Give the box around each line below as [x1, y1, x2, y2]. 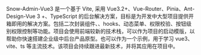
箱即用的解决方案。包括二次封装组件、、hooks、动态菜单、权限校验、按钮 [6, 20, 187, 27]
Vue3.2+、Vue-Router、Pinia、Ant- [106, 5, 195, 12]
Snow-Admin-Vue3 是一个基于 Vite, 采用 [6, 5, 106, 12]
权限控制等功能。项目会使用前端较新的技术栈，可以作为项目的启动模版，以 [11, 27, 195, 35]
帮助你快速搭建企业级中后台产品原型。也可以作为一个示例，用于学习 [6, 35, 174, 42]
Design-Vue [6, 13, 36, 20]
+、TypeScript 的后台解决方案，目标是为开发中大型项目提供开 [41, 13, 194, 20]
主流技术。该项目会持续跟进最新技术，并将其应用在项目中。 [31, 42, 178, 50]
